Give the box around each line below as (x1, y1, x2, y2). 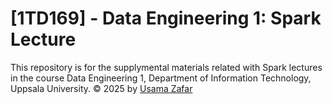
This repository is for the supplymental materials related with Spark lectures (10, 61, 323, 73)
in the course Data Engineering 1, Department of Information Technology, (10, 72, 312, 84)
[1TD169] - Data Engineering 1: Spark (10, 7, 322, 30)
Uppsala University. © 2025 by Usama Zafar (10, 82, 193, 94)
